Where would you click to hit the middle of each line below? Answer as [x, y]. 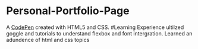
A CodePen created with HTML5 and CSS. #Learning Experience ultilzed [95, 27]
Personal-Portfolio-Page [68, 11]
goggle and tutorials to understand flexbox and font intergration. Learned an [99, 33]
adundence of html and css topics [48, 40]
